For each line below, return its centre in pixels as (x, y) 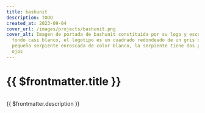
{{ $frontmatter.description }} (43, 103)
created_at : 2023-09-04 (37, 23)
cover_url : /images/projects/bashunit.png (61, 29)
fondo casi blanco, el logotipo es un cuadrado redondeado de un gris (103, 40)
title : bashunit (27, 12)
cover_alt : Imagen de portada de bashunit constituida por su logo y (97, 35)
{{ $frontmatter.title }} (64, 81)
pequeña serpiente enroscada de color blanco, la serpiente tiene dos (103, 46)
